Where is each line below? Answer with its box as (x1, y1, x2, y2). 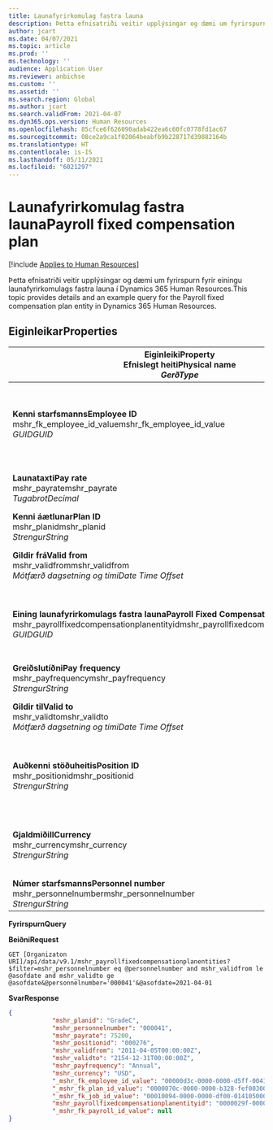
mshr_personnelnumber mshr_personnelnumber (12, 888, 195, 899)
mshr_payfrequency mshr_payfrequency (12, 672, 167, 684)
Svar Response (8, 993, 59, 1002)
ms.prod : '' (8, 50, 49, 58)
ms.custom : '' (8, 80, 57, 88)
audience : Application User (8, 65, 104, 73)
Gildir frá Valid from (12, 550, 88, 561)
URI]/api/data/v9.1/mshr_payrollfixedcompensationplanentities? (8, 957, 231, 966)
